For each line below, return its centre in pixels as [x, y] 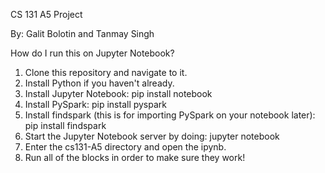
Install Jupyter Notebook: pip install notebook [118, 93]
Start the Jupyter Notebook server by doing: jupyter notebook [152, 136]
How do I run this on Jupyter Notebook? [92, 53]
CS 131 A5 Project [46, 14]
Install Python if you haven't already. [99, 83]
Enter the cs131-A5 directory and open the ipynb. [125, 147]
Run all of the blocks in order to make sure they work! [135, 157]
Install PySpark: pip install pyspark [96, 104]
